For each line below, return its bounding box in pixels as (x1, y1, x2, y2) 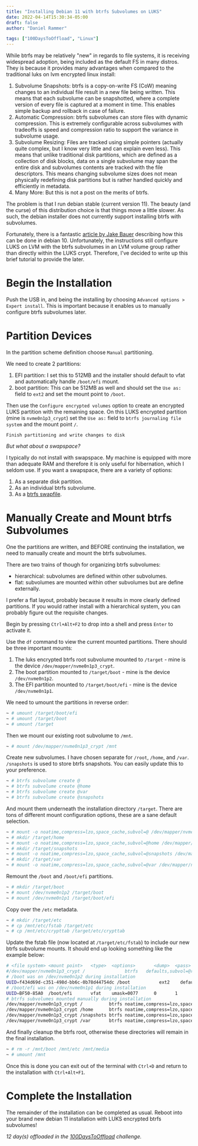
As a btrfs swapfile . (14, 491, 62, 497)
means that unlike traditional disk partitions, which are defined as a (14, 151, 177, 158)
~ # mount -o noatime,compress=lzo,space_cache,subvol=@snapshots (6, 851, 173, 857)
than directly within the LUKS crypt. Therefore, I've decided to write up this (6, 249, 189, 257)
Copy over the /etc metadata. (6, 906, 78, 913)
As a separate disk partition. (14, 478, 84, 485)
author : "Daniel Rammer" (6, 25, 67, 31)
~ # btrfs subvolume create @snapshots (6, 795, 104, 800)
